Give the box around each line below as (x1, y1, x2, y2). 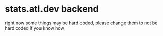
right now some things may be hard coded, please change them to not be (5, 20, 158, 26)
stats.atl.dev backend (5, 3, 99, 15)
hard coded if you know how (5, 25, 64, 31)
